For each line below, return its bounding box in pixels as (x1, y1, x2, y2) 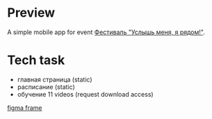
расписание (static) (17, 82, 75, 91)
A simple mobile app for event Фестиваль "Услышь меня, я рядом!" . (7, 28, 205, 36)
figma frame (7, 103, 42, 112)
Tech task (7, 52, 65, 68)
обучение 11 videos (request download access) (17, 90, 154, 98)
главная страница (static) (17, 75, 92, 84)
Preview (7, 5, 56, 21)
